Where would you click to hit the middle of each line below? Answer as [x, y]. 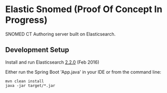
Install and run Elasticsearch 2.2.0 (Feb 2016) [52, 62]
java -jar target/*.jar [30, 85]
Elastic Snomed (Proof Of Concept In [84, 9]
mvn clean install [25, 81]
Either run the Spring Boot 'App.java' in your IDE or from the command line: [83, 72]
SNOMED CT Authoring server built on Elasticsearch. [60, 34]
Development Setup [37, 50]
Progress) [27, 20]
